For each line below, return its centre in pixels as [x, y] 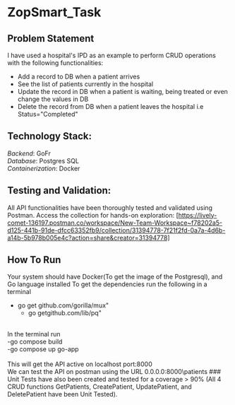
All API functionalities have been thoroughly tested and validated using [110, 207]
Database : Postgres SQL [43, 160]
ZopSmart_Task [54, 12]
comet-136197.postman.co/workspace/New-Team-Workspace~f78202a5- [115, 223]
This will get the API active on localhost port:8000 [80, 364]
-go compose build [35, 342]
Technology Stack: [50, 136]
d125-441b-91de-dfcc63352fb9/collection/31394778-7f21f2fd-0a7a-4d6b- [116, 230]
